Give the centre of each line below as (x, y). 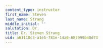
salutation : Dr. (22, 28)
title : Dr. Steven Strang (32, 33)
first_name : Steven (26, 14)
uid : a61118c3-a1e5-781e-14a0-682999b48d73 (52, 38)
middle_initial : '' (26, 24)
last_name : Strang (24, 19)
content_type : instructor (32, 10)
